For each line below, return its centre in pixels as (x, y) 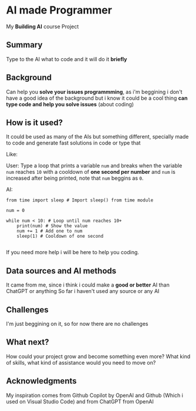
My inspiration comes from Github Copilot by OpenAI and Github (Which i (95, 395)
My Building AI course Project (43, 26)
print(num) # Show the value (52, 226)
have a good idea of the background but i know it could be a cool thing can (97, 98)
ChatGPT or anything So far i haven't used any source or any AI (83, 291)
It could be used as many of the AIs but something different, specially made (97, 137)
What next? (28, 342)
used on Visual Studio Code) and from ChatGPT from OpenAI (80, 401)
